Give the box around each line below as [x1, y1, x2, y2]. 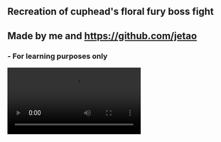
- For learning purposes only [7, 51, 108, 61]
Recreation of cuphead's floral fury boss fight [7, 6, 215, 18]
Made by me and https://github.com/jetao [7, 30, 198, 42]
